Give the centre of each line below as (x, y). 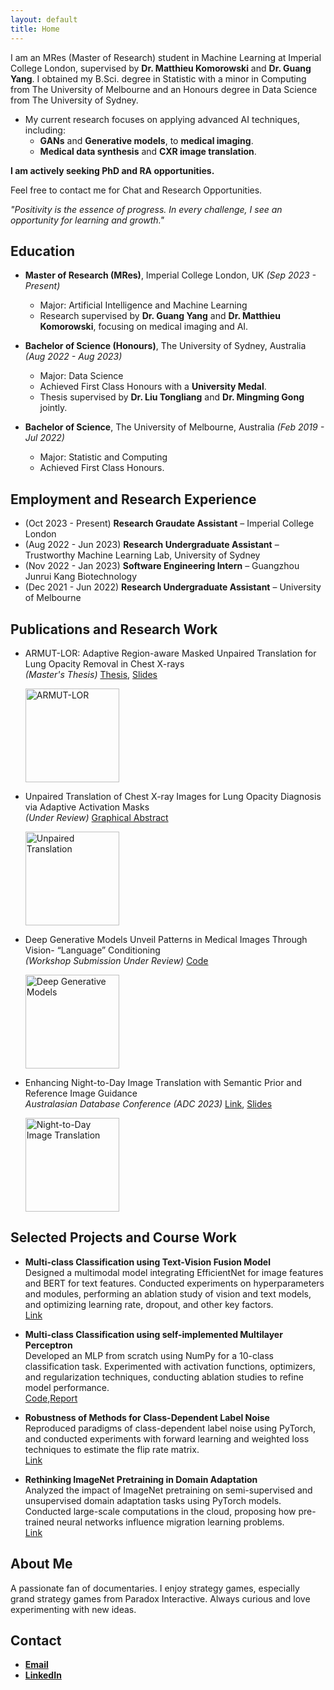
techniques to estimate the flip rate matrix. (112, 1449)
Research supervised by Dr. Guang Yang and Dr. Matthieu (160, 316)
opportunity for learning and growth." (87, 220)
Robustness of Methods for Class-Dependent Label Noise (147, 1417)
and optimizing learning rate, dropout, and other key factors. (149, 1304)
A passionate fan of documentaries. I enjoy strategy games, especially (155, 1588)
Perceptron (48, 1345)
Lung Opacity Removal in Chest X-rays (104, 663)
